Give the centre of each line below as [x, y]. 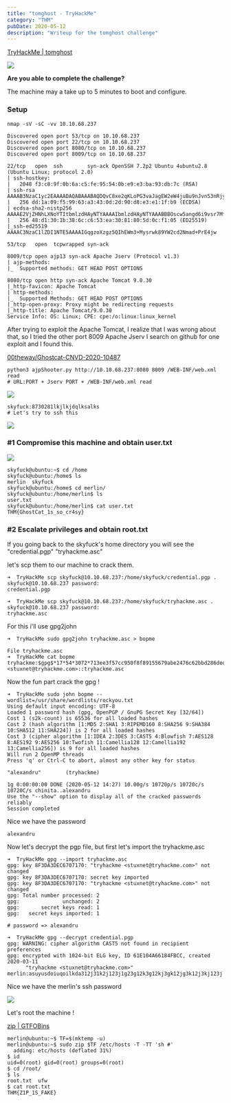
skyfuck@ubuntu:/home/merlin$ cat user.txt [70, 506]
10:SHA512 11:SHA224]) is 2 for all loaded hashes [81, 731]
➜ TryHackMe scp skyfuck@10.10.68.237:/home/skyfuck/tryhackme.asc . [110, 602]
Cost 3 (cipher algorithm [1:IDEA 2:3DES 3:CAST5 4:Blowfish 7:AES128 [110, 736]
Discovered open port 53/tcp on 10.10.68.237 [73, 136]
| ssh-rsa [21, 190]
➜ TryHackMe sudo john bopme [51, 695]
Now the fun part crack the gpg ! [53, 682]
